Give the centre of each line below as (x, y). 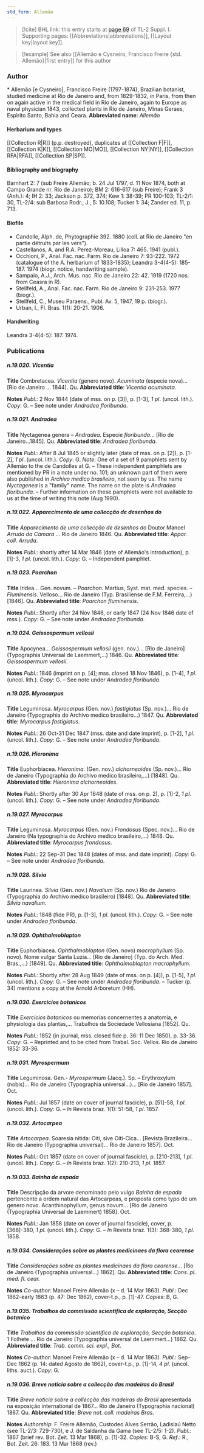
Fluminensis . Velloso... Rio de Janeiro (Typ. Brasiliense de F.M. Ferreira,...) (100, 594)
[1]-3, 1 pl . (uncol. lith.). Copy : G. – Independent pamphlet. (79, 559)
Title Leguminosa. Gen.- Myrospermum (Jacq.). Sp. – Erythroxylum (91, 1078)
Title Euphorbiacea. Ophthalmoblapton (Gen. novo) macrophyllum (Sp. (96, 950)
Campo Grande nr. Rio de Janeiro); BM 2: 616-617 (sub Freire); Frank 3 (95, 190)
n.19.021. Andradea (32, 419)
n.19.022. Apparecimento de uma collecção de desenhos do (84, 512)
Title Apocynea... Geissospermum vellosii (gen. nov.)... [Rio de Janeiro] (96, 648)
